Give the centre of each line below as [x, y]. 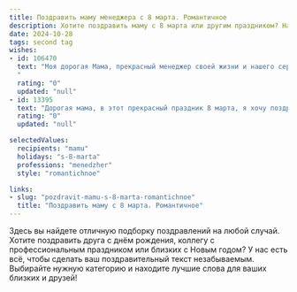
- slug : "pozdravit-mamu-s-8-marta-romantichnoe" [103, 197]
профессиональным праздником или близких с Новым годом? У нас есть [148, 250]
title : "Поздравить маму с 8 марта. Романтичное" [110, 206]
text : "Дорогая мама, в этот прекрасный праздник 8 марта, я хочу [142, 108]
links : [21, 189]
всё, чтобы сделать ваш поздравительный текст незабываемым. [132, 259]
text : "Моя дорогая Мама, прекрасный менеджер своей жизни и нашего [146, 67]
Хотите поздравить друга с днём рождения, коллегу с [112, 240]
